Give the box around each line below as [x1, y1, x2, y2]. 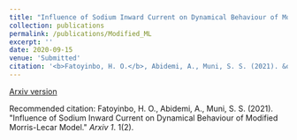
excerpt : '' [9, 37, 53, 47]
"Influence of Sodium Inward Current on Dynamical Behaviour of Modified [9, 112, 278, 123]
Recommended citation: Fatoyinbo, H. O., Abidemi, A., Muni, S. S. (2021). [9, 103, 274, 114]
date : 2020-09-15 [9, 46, 73, 55]
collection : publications [9, 21, 104, 30]
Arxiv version [9, 85, 57, 97]
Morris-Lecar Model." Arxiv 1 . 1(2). [9, 122, 134, 132]
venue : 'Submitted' [9, 54, 81, 63]
